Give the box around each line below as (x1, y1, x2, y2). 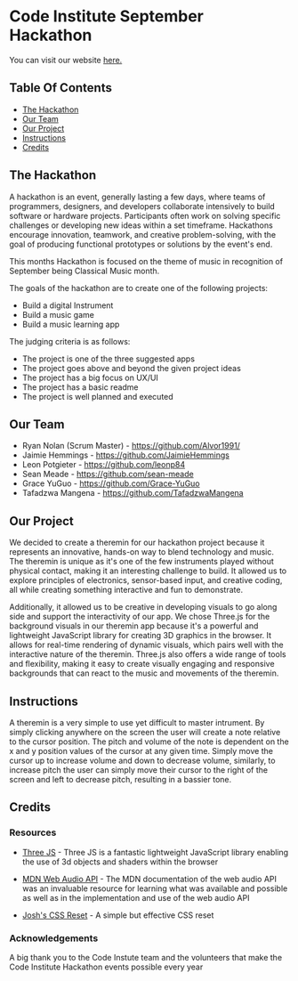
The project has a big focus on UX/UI (21, 372, 158, 383)
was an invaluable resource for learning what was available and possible (21, 883, 288, 894)
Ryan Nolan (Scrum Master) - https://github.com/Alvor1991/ (21, 441, 240, 451)
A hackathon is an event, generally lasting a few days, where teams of (9, 191, 266, 202)
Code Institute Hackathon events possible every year (9, 961, 204, 972)
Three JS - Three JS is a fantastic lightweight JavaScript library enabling (21, 847, 289, 857)
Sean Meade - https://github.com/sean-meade (21, 469, 194, 480)
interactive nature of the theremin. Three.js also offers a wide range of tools (9, 649, 286, 660)
